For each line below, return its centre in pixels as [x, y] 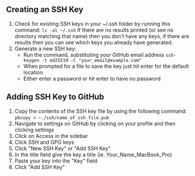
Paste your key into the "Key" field [56, 161]
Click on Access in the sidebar [51, 136]
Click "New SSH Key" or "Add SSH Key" [63, 148]
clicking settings [34, 130]
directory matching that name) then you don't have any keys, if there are [102, 36]
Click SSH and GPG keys [44, 142]
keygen [31, 60]
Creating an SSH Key [45, 10]
